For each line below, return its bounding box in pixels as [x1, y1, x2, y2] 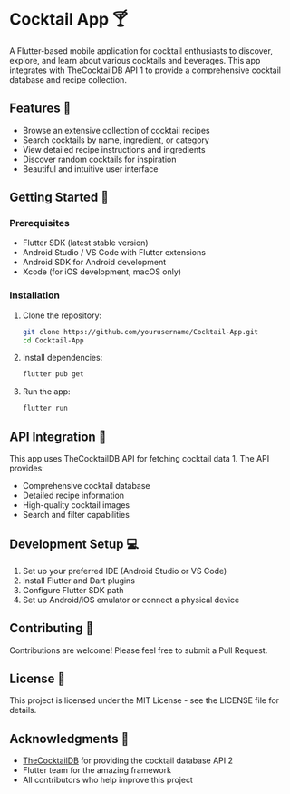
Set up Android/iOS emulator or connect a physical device [22, 594, 240, 605]
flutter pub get [22, 370, 84, 379]
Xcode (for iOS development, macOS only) [22, 266, 182, 277]
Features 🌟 [9, 101, 72, 116]
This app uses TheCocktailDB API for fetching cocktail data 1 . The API [9, 453, 270, 464]
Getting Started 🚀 [9, 190, 110, 205]
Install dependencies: [22, 352, 103, 363]
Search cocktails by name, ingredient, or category [22, 134, 210, 145]
